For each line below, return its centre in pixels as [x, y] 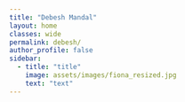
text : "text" [49, 83]
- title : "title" [49, 67]
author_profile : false [51, 51]
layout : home [33, 26]
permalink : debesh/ [45, 42]
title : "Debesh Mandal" [53, 17]
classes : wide [36, 34]
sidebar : [25, 59]
